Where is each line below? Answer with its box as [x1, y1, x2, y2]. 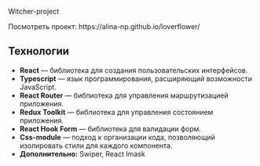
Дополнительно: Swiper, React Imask [19, 149, 145, 158]
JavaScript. [19, 82, 57, 91]
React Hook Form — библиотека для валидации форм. [19, 124, 202, 133]
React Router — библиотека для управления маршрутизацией [19, 90, 229, 100]
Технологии [8, 45, 69, 58]
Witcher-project [8, 7, 60, 16]
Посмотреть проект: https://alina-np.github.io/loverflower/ [8, 22, 200, 31]
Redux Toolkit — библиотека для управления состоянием [19, 107, 214, 116]
